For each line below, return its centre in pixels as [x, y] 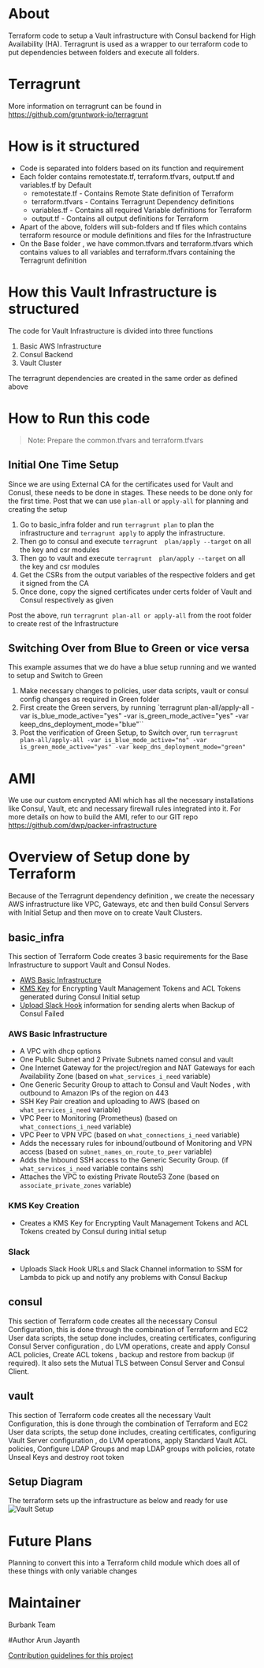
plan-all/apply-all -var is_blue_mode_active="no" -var [113, 741]
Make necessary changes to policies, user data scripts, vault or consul [134, 691]
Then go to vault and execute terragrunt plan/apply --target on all [132, 558]
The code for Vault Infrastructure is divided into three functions [111, 330]
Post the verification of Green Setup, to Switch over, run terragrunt [129, 733]
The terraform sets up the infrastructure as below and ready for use [118, 1501]
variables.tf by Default [56, 185]
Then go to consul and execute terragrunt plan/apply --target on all [135, 541]
